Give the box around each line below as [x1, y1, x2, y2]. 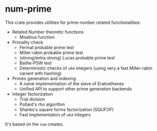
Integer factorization [12, 91, 53, 97]
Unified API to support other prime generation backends [19, 86, 132, 92]
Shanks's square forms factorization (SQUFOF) [19, 106, 114, 112]
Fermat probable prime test [19, 44, 74, 50]
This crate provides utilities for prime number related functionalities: [5, 19, 141, 25]
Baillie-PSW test [19, 60, 52, 66]
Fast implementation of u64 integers [19, 112, 91, 117]
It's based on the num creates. [5, 121, 64, 127]
